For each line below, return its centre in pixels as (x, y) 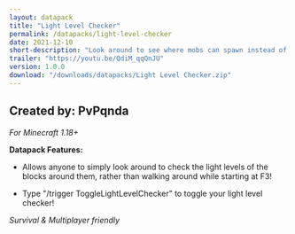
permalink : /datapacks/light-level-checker (91, 34)
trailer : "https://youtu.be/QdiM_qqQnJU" (87, 58)
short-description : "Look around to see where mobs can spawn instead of (148, 51)
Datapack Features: (46, 149)
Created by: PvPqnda (69, 111)
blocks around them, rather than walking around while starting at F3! (147, 176)
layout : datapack (41, 17)
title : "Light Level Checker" (65, 26)
